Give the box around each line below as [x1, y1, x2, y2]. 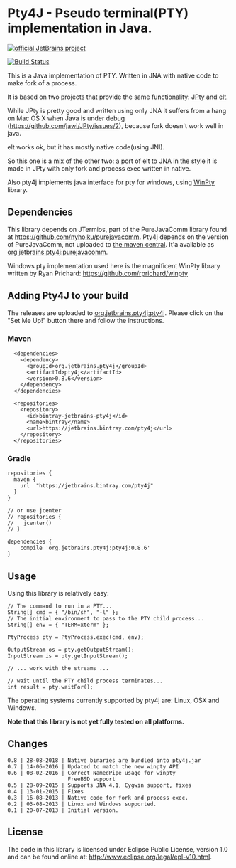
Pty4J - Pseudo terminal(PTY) [7, 5, 189, 21]
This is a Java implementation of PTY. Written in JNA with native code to [7, 71, 219, 80]
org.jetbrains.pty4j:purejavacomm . [7, 248, 108, 256]
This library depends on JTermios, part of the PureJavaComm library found [7, 225, 227, 233]
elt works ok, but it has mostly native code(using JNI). [7, 142, 165, 151]
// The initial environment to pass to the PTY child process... [7, 615, 204, 622]
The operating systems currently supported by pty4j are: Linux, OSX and [7, 696, 220, 704]
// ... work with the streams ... [7, 665, 110, 672]
